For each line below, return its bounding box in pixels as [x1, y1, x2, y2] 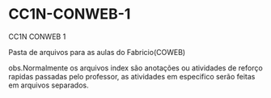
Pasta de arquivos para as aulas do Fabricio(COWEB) [8, 47, 186, 57]
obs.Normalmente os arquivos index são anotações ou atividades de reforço [8, 62, 263, 73]
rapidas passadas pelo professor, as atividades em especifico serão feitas [8, 71, 256, 81]
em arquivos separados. [8, 80, 89, 90]
